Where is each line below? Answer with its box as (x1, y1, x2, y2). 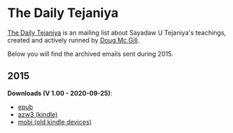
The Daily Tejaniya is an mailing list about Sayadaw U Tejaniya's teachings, (7, 28, 227, 37)
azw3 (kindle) (17, 110, 58, 118)
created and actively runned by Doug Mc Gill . (7, 35, 140, 44)
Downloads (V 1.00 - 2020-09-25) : (7, 88, 112, 97)
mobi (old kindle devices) (17, 117, 92, 126)
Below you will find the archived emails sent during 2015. (7, 50, 174, 58)
